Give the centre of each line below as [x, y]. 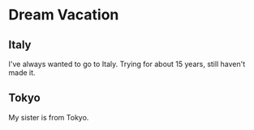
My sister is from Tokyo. [49, 117]
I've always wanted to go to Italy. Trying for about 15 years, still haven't [127, 64]
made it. [22, 73]
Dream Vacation [64, 15]
